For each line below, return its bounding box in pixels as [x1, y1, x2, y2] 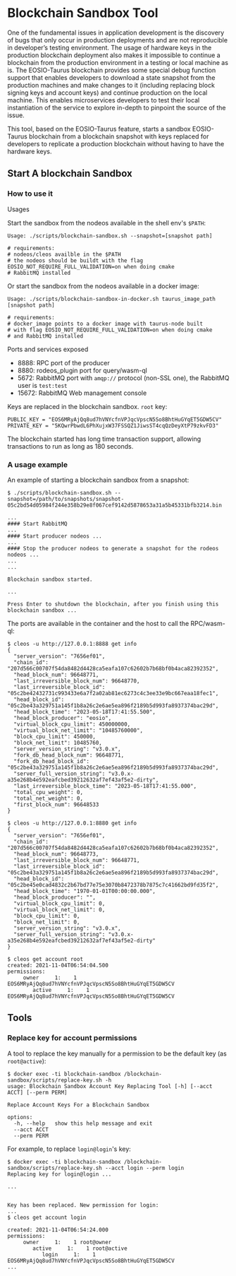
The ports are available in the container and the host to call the [7, 619, 190, 627]
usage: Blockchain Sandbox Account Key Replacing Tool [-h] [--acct [7, 1082, 213, 1089]
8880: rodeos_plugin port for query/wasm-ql [17, 366, 148, 374]
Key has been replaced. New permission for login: [7, 1201, 159, 1209]
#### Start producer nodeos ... [7, 532, 102, 540]
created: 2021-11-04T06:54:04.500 [7, 962, 109, 969]
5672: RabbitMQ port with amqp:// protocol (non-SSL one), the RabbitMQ [17, 373, 230, 382]
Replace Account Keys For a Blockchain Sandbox [7, 1101, 150, 1109]
